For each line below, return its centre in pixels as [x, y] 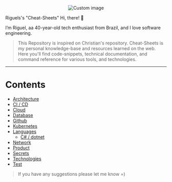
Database [23, 115]
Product [21, 148]
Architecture [26, 99]
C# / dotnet [33, 137]
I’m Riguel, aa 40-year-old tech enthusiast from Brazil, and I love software [83, 28]
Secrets [21, 153]
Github [20, 121]
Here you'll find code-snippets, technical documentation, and [82, 54]
